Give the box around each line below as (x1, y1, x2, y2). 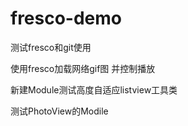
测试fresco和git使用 (10, 41, 92, 53)
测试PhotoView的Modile (10, 105, 109, 117)
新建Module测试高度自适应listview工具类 (10, 83, 178, 96)
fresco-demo (10, 7, 123, 30)
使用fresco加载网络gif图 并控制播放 (10, 62, 156, 74)
